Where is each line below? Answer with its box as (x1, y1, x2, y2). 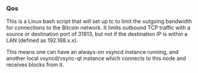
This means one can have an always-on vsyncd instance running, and (6, 48, 179, 56)
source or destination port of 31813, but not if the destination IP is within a (6, 31, 188, 38)
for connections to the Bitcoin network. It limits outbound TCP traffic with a (6, 24, 191, 31)
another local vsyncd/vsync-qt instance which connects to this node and (6, 55, 187, 62)
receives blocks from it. (6, 61, 65, 68)
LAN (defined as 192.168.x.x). (6, 37, 78, 44)
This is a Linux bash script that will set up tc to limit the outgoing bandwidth (6, 18, 193, 25)
